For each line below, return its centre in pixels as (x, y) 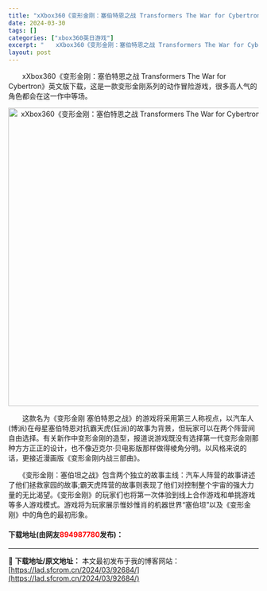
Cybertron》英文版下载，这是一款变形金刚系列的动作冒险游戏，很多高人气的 (133, 86)
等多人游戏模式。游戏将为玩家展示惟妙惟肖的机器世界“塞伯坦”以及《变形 (126, 505)
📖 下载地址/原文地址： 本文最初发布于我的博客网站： (94, 561)
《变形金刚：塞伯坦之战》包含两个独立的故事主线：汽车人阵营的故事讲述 (139, 475)
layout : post (30, 52)
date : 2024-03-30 (37, 23)
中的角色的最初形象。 (57, 515)
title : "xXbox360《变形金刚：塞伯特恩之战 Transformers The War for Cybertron (134, 16)
